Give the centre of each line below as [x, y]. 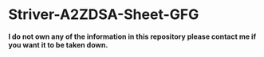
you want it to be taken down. [58, 44]
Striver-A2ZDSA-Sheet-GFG [104, 15]
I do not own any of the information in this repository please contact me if [132, 36]
